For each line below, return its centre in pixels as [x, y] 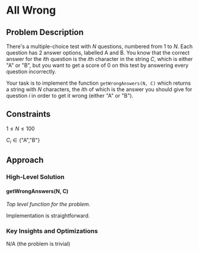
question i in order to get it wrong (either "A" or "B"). [70, 96]
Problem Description [45, 32]
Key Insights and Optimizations [52, 231]
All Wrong [31, 10]
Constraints [28, 114]
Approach [25, 160]
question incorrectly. [31, 71]
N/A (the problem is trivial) [38, 244]
